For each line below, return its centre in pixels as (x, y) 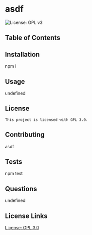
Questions (21, 189)
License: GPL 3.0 (22, 228)
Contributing (25, 135)
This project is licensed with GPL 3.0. (47, 120)
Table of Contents (33, 38)
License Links (26, 216)
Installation (22, 54)
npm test (14, 174)
